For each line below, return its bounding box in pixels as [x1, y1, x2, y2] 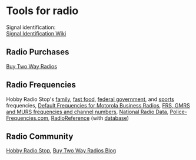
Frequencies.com [6, 114, 48, 122]
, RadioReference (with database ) [48, 114, 129, 122]
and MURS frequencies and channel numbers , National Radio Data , [6, 108, 169, 115]
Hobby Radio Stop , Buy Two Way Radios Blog [6, 147, 117, 154]
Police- [170, 108, 187, 115]
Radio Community [6, 131, 74, 141]
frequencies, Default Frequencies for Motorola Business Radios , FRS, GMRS [6, 102, 190, 109]
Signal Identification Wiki [6, 30, 67, 37]
